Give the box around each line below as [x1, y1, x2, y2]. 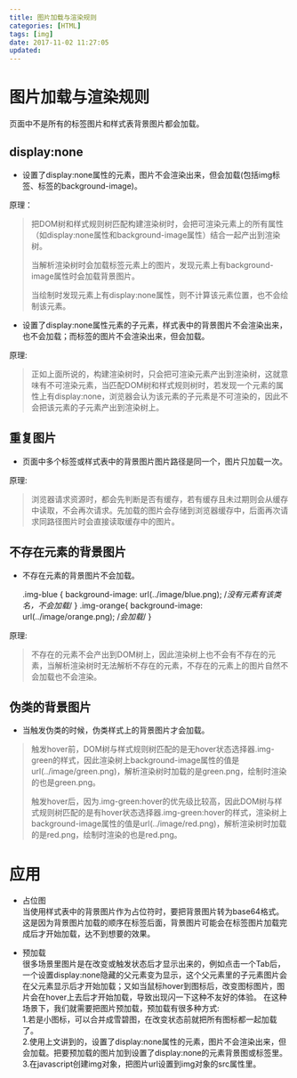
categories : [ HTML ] [9, 21, 82, 30]
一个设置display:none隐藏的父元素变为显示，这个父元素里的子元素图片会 [21, 969, 287, 980]
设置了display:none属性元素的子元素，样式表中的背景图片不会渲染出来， [21, 320, 287, 330]
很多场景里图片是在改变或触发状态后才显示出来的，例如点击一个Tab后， [21, 959, 286, 969]
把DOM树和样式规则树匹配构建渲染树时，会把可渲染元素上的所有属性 [30, 218, 285, 229]
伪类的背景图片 [9, 700, 92, 715]
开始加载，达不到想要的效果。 [45, 928, 156, 939]
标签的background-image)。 [37, 180, 142, 191]
